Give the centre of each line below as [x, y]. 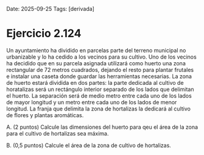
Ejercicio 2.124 [44, 34]
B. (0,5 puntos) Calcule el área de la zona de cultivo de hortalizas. [89, 145]
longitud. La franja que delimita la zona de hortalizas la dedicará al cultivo [98, 109]
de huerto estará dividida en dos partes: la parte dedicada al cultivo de [95, 82]
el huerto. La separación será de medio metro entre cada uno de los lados [99, 96]
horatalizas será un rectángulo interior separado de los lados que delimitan [100, 89]
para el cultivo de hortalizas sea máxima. [58, 133]
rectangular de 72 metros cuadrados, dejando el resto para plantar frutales [100, 70]
